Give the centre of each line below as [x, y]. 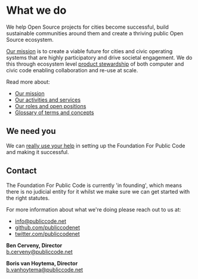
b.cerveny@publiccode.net [39, 252]
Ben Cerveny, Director [34, 245]
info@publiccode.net [41, 221]
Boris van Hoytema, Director [42, 263]
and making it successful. [38, 152]
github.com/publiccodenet [47, 227]
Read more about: [28, 82]
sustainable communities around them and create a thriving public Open [95, 33]
